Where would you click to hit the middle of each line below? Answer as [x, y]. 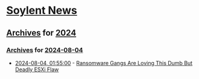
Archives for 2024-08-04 [45, 50]
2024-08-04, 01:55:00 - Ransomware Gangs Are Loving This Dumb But [104, 63]
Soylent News [42, 11]
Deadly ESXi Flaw [37, 69]
